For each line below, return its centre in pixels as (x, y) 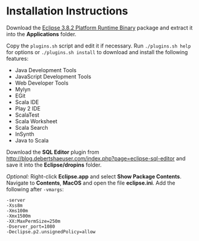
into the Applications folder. (41, 34)
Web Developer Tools (42, 83)
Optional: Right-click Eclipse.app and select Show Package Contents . (94, 176)
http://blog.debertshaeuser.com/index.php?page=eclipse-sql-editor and (96, 158)
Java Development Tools (46, 70)
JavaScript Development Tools (53, 76)
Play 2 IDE (28, 108)
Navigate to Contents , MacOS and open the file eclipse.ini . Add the (91, 183)
